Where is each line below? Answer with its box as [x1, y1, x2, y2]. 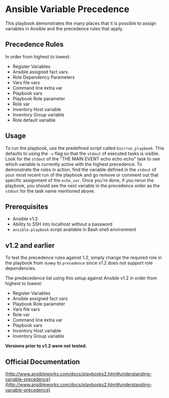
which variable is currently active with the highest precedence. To [5, 161, 142, 167]
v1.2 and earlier [5, 241, 55, 250]
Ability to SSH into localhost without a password [12, 221, 112, 228]
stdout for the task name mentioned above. [5, 188, 95, 194]
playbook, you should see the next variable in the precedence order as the [5, 183, 160, 189]
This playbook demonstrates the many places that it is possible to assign [5, 20, 156, 26]
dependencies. [5, 265, 36, 271]
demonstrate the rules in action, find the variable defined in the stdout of [5, 166, 156, 173]
